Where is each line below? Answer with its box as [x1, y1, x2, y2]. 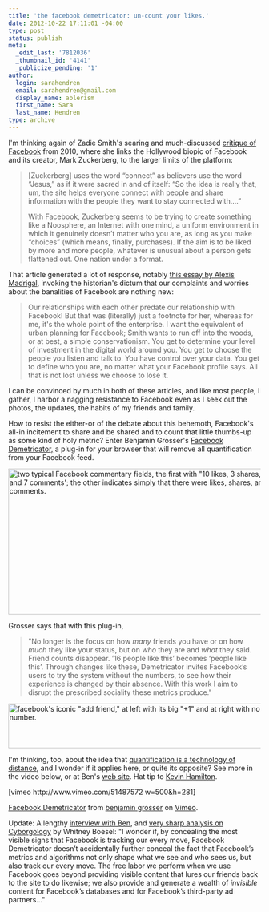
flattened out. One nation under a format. [27, 254, 164, 264]
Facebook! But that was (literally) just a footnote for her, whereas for [27, 310, 254, 321]
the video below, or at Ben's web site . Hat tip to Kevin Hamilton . [8, 771, 218, 781]
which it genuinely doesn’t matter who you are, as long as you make [27, 228, 252, 238]
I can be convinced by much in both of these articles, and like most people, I [8, 385, 260, 395]
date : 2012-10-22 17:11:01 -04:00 [8, 19, 124, 27]
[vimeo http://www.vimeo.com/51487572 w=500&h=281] [8, 787, 196, 797]
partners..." [8, 894, 46, 904]
